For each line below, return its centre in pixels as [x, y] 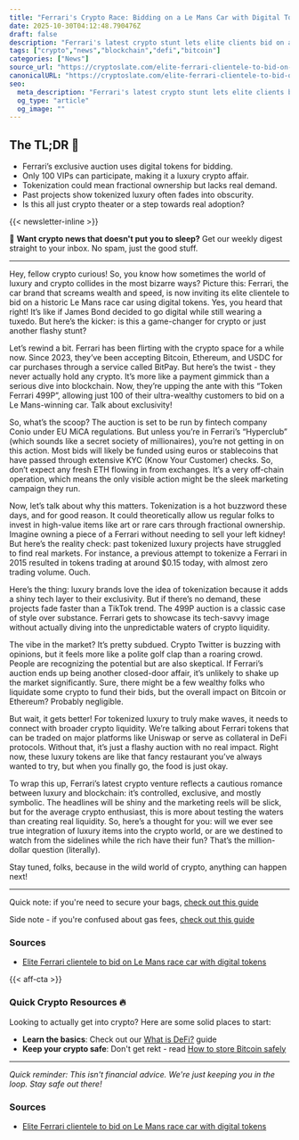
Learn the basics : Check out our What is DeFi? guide [120, 1039]
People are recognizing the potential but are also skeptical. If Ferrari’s [137, 664]
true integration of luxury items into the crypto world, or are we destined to [146, 831]
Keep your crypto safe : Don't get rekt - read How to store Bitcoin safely [154, 1048]
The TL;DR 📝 [44, 145]
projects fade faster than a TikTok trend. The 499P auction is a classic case [148, 608]
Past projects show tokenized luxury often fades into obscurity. [137, 195]
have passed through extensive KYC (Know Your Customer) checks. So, [141, 460]
